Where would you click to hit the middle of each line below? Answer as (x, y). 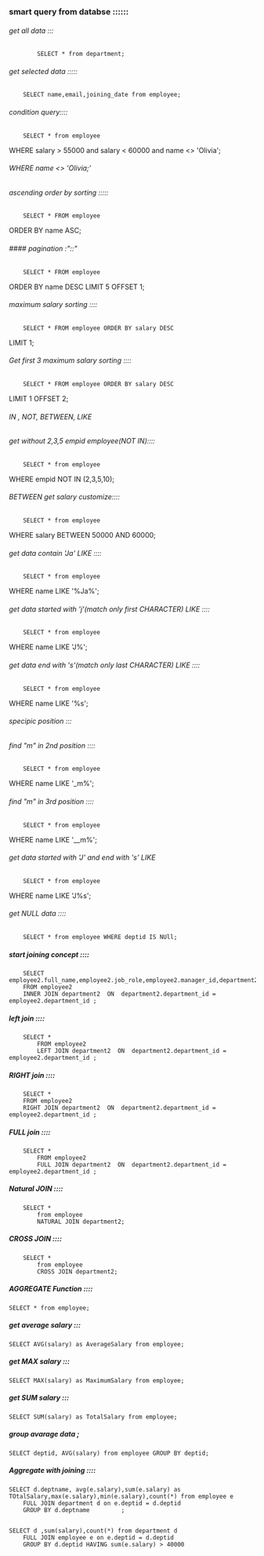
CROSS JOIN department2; (78, 1271)
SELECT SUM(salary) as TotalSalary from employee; (93, 1417)
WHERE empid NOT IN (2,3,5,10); (62, 479)
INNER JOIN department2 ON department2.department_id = (119, 994)
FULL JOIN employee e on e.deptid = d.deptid (99, 1537)
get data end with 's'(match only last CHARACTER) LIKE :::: (105, 665)
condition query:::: (38, 111)
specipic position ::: (40, 721)
